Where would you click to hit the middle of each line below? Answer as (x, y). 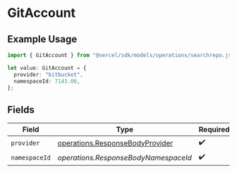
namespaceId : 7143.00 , (47, 81)
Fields (21, 110)
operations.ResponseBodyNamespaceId (125, 157)
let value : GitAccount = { (47, 68)
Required (214, 130)
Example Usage (42, 39)
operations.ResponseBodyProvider (115, 143)
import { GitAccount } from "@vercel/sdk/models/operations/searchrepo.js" (121, 55)
